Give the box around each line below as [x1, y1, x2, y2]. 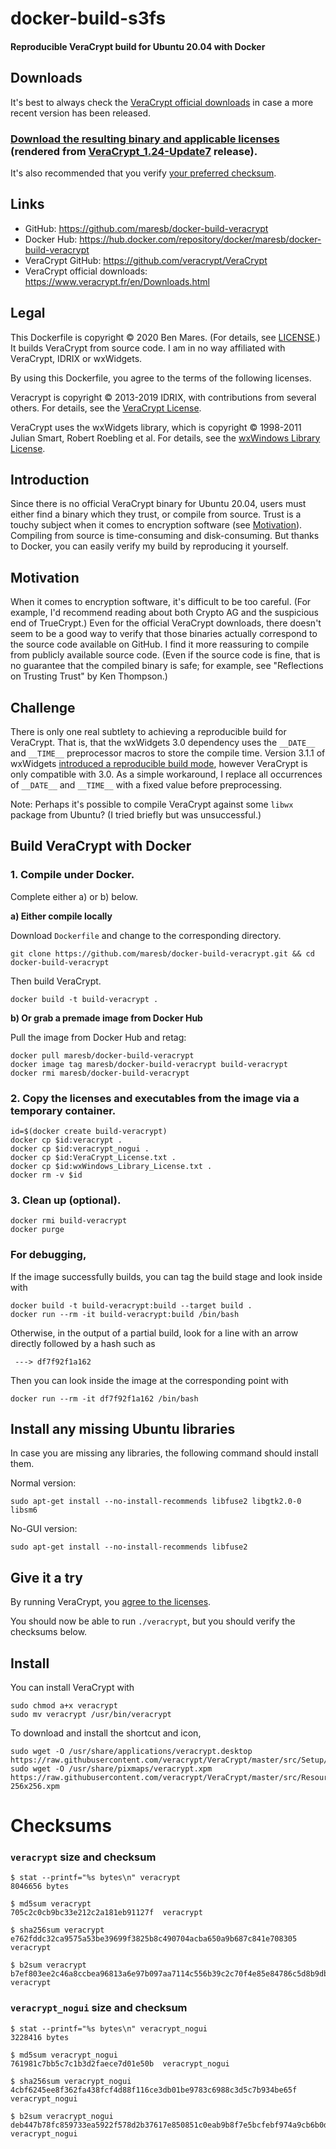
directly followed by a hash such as [10, 1337, 156, 1349]
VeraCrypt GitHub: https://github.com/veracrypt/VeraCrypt [24, 254, 268, 266]
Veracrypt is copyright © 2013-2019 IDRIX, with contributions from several [10, 391, 317, 403]
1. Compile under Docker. [10, 868, 135, 882]
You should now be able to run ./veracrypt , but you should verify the [10, 1615, 296, 1627]
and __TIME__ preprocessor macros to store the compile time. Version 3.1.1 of [10, 747, 326, 759]
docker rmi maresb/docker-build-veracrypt [10, 1068, 190, 1078]
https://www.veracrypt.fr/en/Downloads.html [24, 275, 210, 287]
